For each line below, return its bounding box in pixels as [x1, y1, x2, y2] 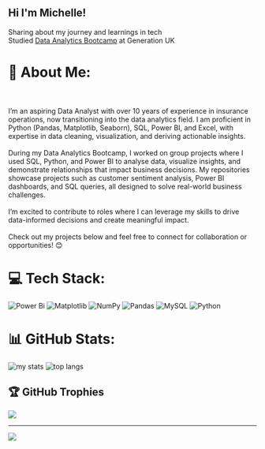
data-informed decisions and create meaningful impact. [8, 215, 189, 224]
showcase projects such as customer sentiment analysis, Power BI [8, 173, 225, 182]
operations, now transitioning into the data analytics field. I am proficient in [8, 114, 251, 124]
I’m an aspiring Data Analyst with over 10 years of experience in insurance [8, 106, 248, 115]
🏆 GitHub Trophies [8, 386, 105, 399]
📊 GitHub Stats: [8, 330, 116, 348]
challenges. [8, 189, 46, 200]
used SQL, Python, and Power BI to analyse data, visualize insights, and [8, 156, 241, 166]
